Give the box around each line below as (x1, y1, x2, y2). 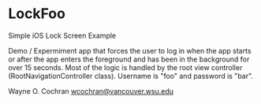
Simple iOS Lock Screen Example (8, 31, 117, 40)
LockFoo (8, 5, 65, 23)
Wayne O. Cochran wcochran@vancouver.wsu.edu (8, 86, 174, 95)
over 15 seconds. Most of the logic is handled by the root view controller (8, 62, 243, 72)
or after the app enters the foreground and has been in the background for (8, 54, 250, 64)
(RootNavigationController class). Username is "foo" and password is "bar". (8, 71, 254, 80)
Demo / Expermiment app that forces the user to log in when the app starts (8, 46, 252, 55)
